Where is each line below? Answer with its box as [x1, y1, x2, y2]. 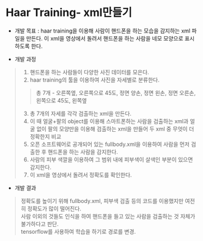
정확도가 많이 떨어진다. [27, 205, 82, 212]
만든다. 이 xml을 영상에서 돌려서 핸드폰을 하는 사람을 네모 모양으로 [26, 34, 184, 42]
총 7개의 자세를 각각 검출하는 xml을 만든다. [29, 110, 132, 117]
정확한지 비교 [29, 132, 62, 140]
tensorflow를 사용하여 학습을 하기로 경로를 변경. [20, 228, 136, 235]
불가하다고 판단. [20, 220, 59, 228]
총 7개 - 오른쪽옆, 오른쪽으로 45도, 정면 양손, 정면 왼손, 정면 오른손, [35, 89, 196, 96]
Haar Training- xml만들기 [6, 6, 132, 20]
